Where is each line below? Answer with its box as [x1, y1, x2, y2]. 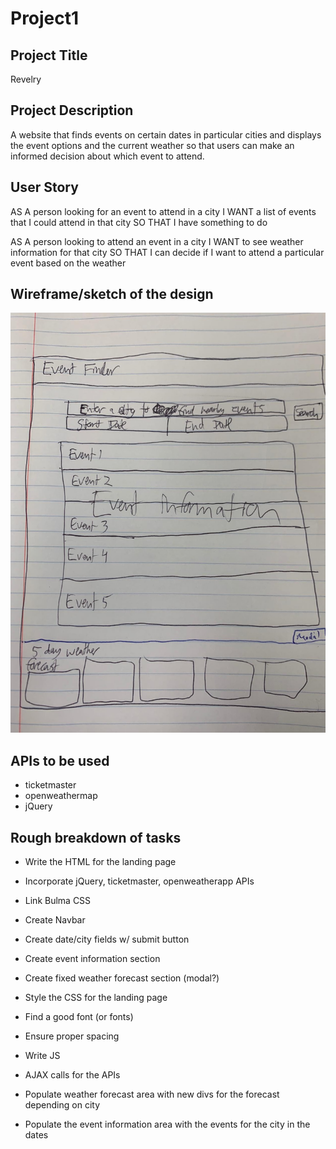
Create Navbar [24, 914, 86, 926]
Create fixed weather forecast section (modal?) [24, 972, 220, 984]
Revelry [10, 73, 42, 85]
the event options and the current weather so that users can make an [10, 139, 295, 151]
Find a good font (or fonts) [24, 1011, 134, 1023]
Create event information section [24, 953, 161, 965]
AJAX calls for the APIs [24, 1069, 121, 1081]
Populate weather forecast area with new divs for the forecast [24, 1088, 280, 1101]
